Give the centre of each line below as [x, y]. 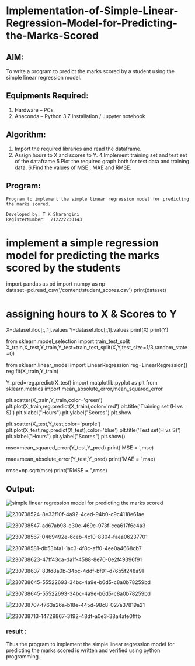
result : [16, 631]
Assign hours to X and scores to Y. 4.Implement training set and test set [101, 155]
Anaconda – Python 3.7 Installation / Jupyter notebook [80, 116]
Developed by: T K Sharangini [43, 215]
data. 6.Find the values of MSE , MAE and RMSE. [73, 167]
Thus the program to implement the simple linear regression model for [90, 644]
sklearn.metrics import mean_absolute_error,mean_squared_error [85, 389]
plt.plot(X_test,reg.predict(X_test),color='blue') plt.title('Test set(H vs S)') [93, 430]
